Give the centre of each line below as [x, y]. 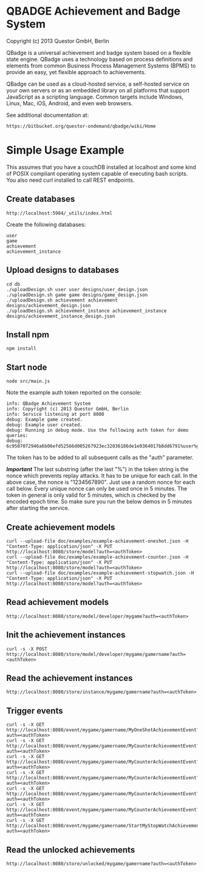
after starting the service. [38, 508]
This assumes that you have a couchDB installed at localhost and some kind [101, 167]
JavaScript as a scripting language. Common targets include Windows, [95, 97]
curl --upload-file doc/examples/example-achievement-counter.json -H [97, 557]
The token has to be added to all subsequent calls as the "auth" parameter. [100, 458]
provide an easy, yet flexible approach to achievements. [76, 72]
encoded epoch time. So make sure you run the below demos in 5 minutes [99, 502]
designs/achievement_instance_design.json [61, 316]
